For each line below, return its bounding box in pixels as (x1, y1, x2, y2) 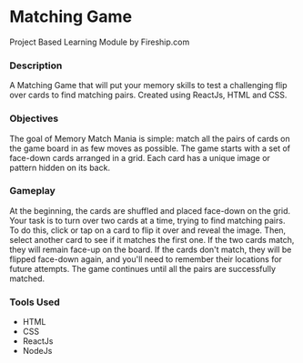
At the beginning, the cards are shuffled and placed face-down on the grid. (9, 205, 291, 216)
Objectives (9, 112, 59, 125)
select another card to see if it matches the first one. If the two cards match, (9, 234, 295, 245)
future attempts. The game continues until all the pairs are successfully (9, 263, 276, 274)
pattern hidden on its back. (9, 162, 111, 173)
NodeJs (22, 346, 53, 357)
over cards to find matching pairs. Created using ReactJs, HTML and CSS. (9, 89, 288, 101)
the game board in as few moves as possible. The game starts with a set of (9, 143, 291, 154)
